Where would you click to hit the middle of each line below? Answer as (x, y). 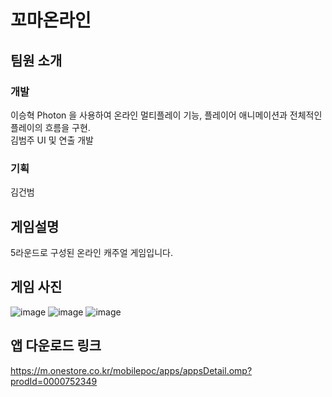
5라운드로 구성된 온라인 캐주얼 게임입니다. (91, 252)
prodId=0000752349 (54, 381)
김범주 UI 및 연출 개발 (52, 140)
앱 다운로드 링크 (56, 346)
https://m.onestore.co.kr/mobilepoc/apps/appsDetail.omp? (131, 370)
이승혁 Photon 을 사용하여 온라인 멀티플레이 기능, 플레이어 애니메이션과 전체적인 (166, 115)
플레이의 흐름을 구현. (50, 127)
